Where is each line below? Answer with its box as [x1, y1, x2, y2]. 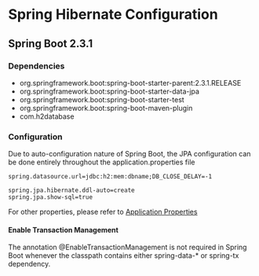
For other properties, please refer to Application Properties [8, 207, 198, 217]
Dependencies [8, 61, 65, 72]
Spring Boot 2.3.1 [8, 37, 93, 50]
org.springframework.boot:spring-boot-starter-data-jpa [19, 86, 200, 96]
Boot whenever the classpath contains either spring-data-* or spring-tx [8, 251, 239, 260]
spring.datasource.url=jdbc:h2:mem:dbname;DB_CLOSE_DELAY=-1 [8, 173, 213, 181]
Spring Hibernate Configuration [8, 6, 218, 24]
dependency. [8, 259, 51, 269]
